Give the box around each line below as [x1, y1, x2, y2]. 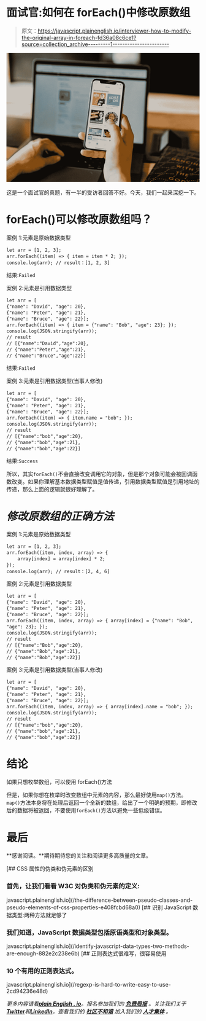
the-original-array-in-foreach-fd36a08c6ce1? [21, 34, 137, 41]
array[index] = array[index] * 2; [17, 556, 105, 562]
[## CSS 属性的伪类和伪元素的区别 [6, 865, 94, 872]
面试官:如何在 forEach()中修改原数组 [6, 6, 191, 20]
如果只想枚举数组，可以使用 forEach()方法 [6, 778, 112, 786]
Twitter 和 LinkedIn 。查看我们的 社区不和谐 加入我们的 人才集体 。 [6, 1008, 172, 1015]
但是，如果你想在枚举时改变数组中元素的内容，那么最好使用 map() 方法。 [6, 791, 187, 799]
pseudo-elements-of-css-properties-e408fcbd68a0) [6, 904, 141, 911]
